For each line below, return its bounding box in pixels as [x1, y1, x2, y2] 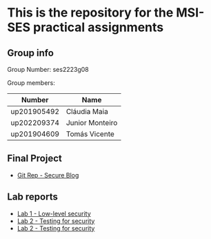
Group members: [7, 79, 55, 87]
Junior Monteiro [66, 118, 118, 127]
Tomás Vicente [66, 129, 115, 139]
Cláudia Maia [66, 107, 108, 116]
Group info [7, 47, 54, 59]
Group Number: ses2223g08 [7, 66, 90, 73]
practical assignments [33, 19, 164, 35]
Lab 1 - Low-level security [17, 209, 91, 218]
